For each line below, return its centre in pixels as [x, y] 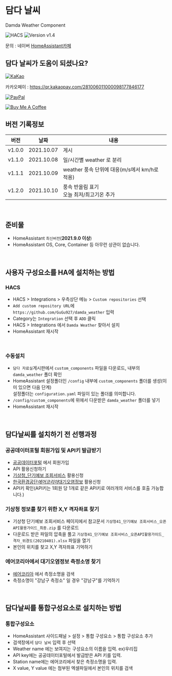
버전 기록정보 [25, 125]
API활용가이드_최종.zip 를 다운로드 [46, 528]
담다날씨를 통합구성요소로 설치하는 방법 [63, 608]
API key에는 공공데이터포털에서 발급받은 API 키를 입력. [67, 655]
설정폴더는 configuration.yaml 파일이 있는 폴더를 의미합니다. [74, 394]
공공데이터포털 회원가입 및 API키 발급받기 [53, 450]
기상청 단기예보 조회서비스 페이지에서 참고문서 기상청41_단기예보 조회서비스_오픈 [89, 521]
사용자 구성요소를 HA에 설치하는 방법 [60, 272]
